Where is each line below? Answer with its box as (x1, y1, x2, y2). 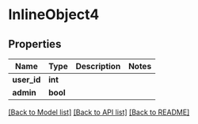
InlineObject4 (8, 6, 100, 24)
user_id (12, 74, 41, 85)
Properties (8, 37, 62, 51)
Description (75, 61, 121, 72)
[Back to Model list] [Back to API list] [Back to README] (8, 107, 190, 117)
